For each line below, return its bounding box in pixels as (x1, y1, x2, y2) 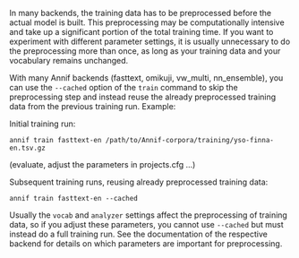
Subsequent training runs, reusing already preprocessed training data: (9, 176, 269, 187)
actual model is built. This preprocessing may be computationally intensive (9, 17, 285, 28)
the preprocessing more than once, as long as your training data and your (9, 46, 281, 56)
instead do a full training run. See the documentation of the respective (9, 228, 269, 239)
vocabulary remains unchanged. (9, 56, 129, 65)
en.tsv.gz (9, 143, 47, 152)
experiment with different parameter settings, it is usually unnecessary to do (9, 36, 291, 47)
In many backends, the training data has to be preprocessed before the (9, 8, 272, 18)
